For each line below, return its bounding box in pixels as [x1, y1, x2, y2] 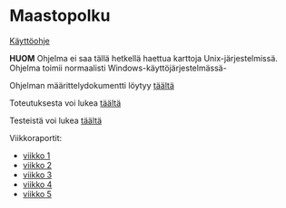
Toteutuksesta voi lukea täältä [9, 97, 122, 109]
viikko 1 [22, 150, 51, 161]
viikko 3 [22, 169, 53, 180]
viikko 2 [22, 159, 53, 170]
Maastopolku [9, 5, 111, 26]
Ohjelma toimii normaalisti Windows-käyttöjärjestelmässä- [9, 62, 227, 73]
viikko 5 [22, 188, 53, 199]
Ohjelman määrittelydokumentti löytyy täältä [9, 80, 174, 90]
